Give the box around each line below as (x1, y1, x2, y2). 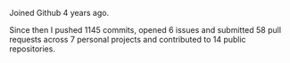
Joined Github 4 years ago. (9, 8, 110, 18)
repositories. (9, 43, 56, 54)
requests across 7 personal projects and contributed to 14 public (9, 35, 247, 44)
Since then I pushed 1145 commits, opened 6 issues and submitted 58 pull (9, 25, 282, 35)
